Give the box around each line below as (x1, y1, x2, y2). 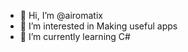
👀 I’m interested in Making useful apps (19, 20, 178, 32)
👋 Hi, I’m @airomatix (19, 10, 103, 21)
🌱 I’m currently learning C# (19, 31, 131, 42)
